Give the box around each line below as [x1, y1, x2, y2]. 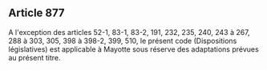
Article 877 [8, 6, 66, 20]
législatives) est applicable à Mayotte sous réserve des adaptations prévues [8, 44, 259, 54]
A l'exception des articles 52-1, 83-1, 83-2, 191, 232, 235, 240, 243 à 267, [8, 27, 250, 37]
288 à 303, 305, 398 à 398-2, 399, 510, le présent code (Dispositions [8, 36, 237, 45]
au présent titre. [8, 52, 61, 62]
